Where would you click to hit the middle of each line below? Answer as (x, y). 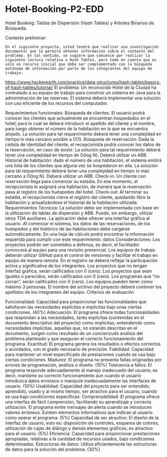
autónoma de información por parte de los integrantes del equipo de (79, 68)
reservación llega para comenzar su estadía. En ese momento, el (72, 181)
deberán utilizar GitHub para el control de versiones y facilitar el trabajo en (82, 255)
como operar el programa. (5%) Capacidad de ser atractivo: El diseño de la (82, 417)
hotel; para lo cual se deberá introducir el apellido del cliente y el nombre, (80, 123)
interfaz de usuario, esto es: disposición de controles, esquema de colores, (82, 423)
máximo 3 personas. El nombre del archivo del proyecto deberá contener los (83, 287)
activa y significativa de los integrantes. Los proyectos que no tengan (76, 265)
